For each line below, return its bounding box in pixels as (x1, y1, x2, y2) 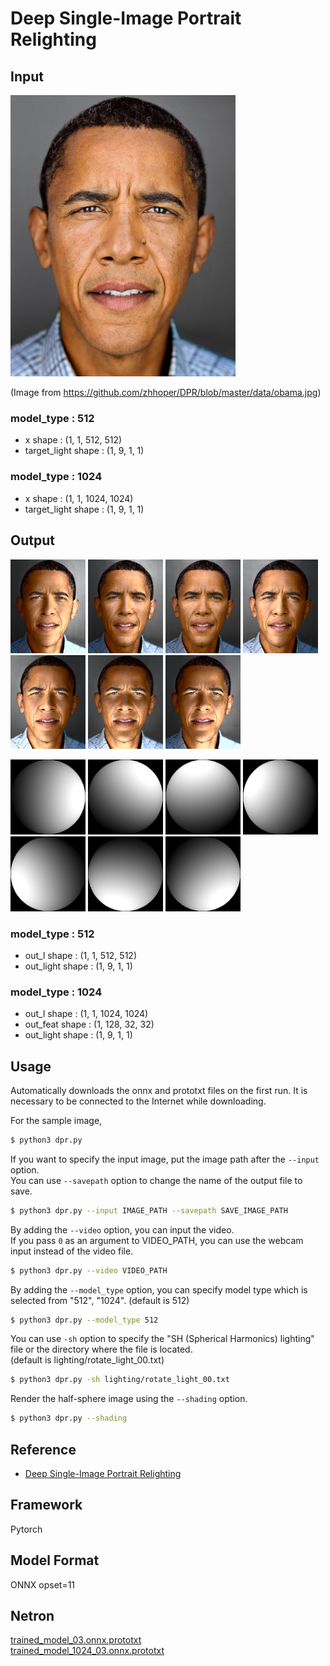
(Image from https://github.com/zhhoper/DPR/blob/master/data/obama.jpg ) (10, 387, 322, 399)
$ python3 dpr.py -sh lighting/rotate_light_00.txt (10, 1375, 230, 1385)
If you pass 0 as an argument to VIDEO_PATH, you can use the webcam (10, 1234, 304, 1246)
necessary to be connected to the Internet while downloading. (10, 1095, 267, 1107)
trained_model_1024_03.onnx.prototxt (10, 1645, 165, 1657)
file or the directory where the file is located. (10, 1343, 193, 1356)
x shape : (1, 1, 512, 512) (24, 434, 123, 446)
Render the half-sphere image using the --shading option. (10, 1393, 248, 1405)
